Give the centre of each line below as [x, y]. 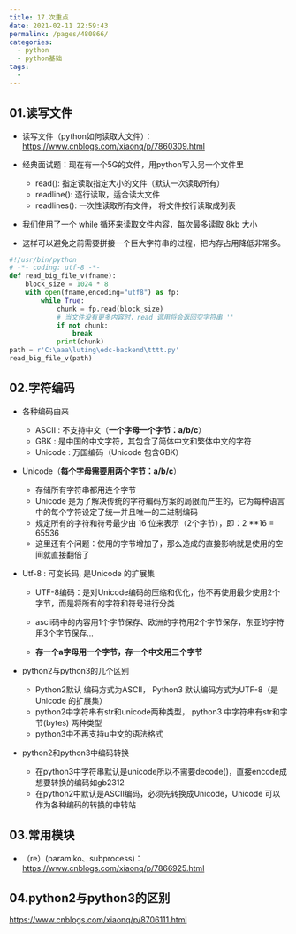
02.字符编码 [42, 388]
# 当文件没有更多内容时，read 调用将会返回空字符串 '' [145, 317]
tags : [19, 67]
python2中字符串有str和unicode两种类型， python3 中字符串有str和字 [161, 711]
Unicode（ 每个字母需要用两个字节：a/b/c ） [102, 471]
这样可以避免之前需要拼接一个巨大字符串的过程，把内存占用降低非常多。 [153, 243]
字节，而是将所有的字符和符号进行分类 [105, 603]
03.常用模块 [42, 835]
